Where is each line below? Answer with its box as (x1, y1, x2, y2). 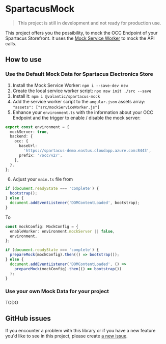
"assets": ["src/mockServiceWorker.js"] (12, 105, 100, 110)
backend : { (10, 134, 33, 139)
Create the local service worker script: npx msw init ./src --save (12, 88, 152, 94)
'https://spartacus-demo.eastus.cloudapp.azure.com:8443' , (23, 148, 152, 153)
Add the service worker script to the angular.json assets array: (12, 98, 146, 104)
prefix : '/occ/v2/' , (18, 153, 63, 158)
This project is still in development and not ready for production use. (17, 20, 161, 26)
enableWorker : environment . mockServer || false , (10, 228, 115, 234)
